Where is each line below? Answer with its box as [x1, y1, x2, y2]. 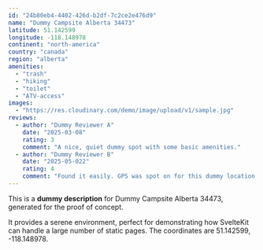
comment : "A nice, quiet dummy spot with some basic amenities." [22, 143, 242, 151]
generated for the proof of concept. [8, 202, 124, 211]
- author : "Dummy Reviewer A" [15, 121, 114, 129]
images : [8, 99, 34, 107]
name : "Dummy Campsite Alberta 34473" [8, 19, 135, 27]
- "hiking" [15, 77, 51, 85]
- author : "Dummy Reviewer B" [15, 150, 114, 158]
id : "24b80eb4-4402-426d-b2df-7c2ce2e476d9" [8, 11, 157, 20]
